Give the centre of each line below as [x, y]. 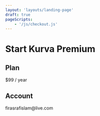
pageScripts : [19, 19]
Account [19, 96]
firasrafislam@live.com [29, 108]
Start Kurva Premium [50, 49]
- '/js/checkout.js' [36, 24]
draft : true [18, 15]
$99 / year [16, 80]
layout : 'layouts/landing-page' [39, 10]
